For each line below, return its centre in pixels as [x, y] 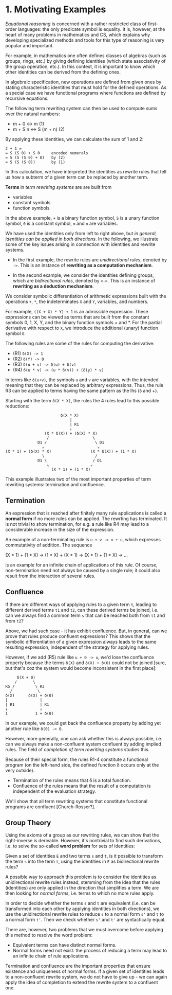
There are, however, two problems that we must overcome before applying [84, 930]
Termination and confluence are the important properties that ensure [78, 966]
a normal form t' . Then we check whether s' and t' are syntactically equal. [85, 920]
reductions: [17, 406]
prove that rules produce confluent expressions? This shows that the [78, 636]
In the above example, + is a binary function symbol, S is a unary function [82, 218]
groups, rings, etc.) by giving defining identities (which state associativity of [85, 61]
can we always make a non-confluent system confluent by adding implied [83, 744]
